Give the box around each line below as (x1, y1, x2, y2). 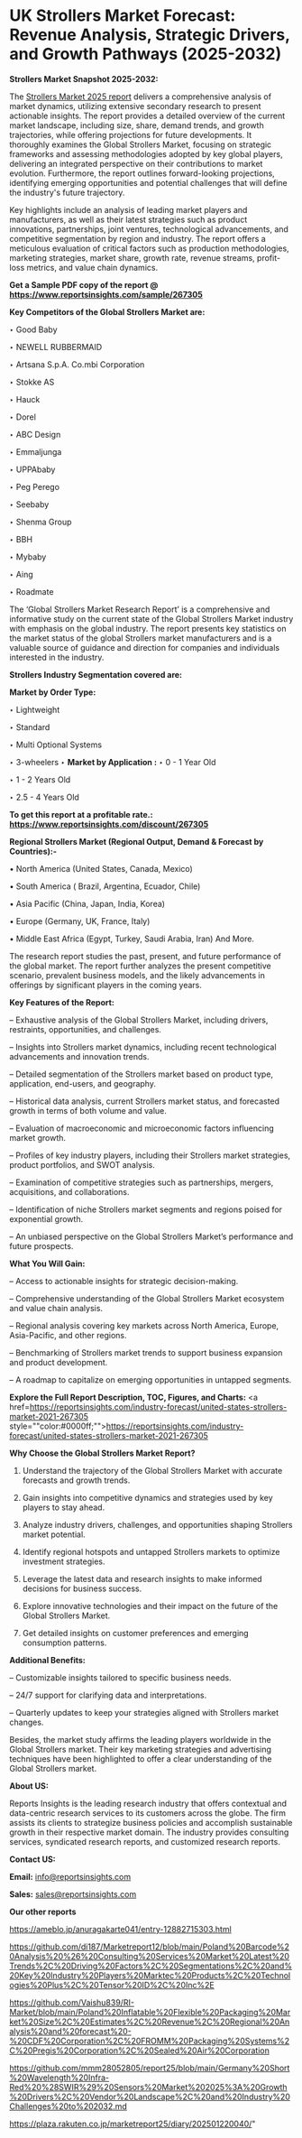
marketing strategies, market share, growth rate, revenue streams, (9, 252, 255, 263)
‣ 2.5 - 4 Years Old (9, 791, 79, 802)
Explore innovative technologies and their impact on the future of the (22, 1600, 279, 1611)
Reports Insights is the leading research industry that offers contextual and (9, 1798, 287, 1809)
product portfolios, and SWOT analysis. (9, 1159, 155, 1170)
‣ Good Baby (9, 324, 58, 335)
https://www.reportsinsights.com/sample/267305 (9, 289, 203, 300)
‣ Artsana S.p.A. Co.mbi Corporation (9, 358, 145, 370)
